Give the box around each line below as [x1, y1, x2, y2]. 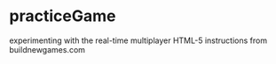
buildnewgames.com [9, 44, 86, 54]
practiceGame [9, 6, 116, 26]
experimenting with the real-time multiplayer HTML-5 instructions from [9, 35, 268, 46]
